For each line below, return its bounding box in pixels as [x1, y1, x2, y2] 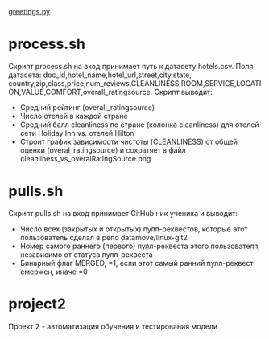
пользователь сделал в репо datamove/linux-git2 [19, 232, 188, 242]
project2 [8, 295, 67, 313]
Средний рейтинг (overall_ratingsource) [19, 102, 155, 112]
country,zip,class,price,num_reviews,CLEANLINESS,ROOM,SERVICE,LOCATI [8, 78, 262, 88]
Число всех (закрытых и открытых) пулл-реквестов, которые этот [19, 224, 248, 234]
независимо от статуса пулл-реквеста [19, 249, 153, 259]
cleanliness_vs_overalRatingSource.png [19, 153, 151, 163]
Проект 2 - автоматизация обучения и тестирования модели [8, 321, 218, 331]
